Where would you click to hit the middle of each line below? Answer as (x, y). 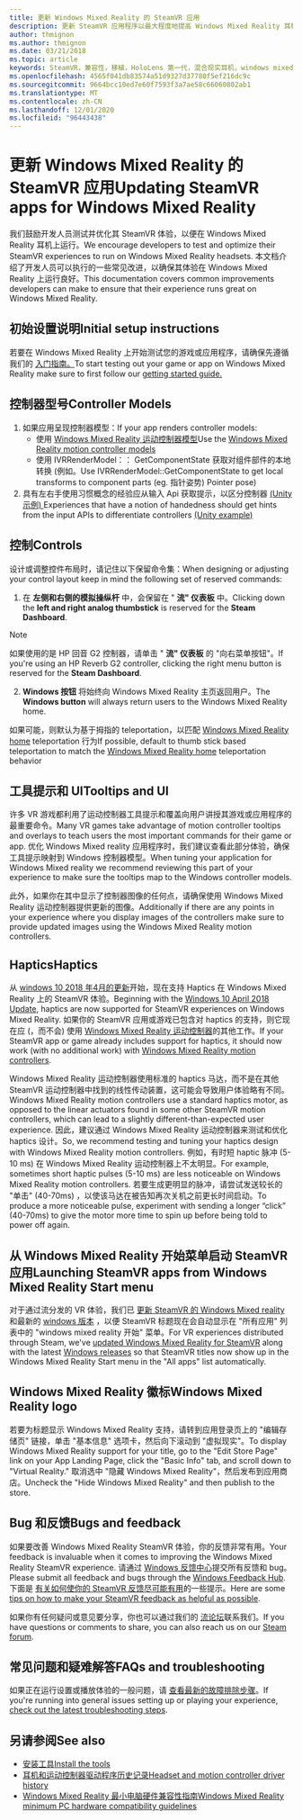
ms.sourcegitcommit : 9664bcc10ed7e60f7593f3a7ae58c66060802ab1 (130, 85)
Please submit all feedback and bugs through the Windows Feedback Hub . (147, 1577)
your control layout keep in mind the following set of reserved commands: (146, 579)
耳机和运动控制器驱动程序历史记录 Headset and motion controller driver (154, 1775)
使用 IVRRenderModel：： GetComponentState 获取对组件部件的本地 (163, 459)
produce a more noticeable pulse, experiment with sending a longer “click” (147, 1206)
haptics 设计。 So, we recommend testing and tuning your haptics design (144, 1141)
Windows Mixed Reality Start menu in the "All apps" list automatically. (138, 1361)
